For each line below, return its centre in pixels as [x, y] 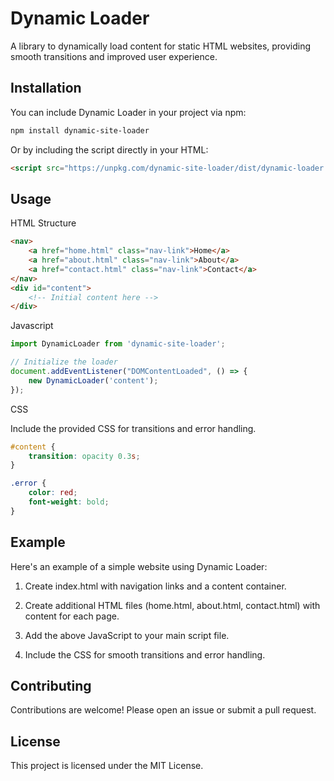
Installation [46, 88]
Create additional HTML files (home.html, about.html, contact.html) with [172, 605]
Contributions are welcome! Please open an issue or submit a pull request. [163, 710]
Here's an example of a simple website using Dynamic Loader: [139, 566]
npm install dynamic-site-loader [80, 130]
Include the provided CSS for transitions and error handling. [133, 428]
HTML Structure [43, 223]
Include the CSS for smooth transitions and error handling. [145, 654]
